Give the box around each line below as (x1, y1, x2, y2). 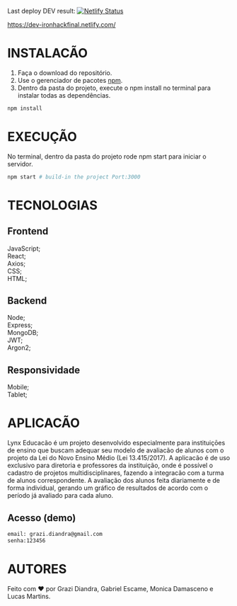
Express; (7, 321, 33, 329)
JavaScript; (7, 244, 41, 253)
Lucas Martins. (7, 592, 51, 600)
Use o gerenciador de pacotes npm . (17, 76, 123, 84)
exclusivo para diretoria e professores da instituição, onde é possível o (7, 461, 214, 470)
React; (7, 251, 26, 260)
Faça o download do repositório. (17, 68, 112, 77)
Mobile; (7, 383, 30, 391)
